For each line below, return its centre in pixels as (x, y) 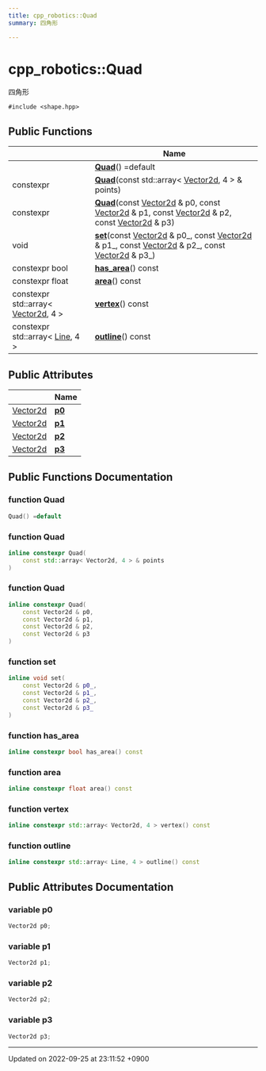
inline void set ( (37, 678)
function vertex (39, 808)
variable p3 (30, 1020)
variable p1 (29, 946)
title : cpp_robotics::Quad (53, 15)
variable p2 (30, 983)
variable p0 (30, 909)
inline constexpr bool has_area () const (76, 752)
